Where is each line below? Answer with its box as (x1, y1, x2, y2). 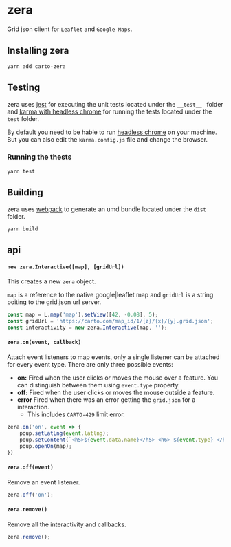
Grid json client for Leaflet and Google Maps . (7, 25, 133, 33)
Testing (7, 82, 41, 94)
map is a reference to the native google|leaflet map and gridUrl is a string (7, 291, 214, 299)
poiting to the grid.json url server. (7, 298, 102, 306)
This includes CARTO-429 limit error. (27, 410, 125, 418)
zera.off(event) (7, 464, 54, 471)
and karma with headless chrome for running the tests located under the (7, 107, 212, 116)
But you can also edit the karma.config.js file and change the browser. (7, 135, 208, 143)
